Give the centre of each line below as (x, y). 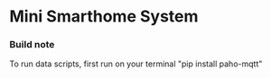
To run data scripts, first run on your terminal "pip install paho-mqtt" (136, 64)
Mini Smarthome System (104, 17)
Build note (32, 45)
